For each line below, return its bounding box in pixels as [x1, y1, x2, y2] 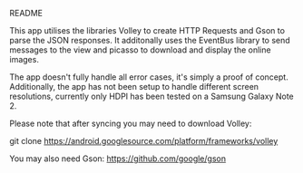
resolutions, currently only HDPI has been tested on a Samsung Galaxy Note [9, 91, 295, 101]
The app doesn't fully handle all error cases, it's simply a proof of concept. [9, 72, 288, 82]
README [9, 8, 44, 18]
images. [9, 54, 39, 64]
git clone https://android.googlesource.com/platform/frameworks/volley [9, 136, 279, 146]
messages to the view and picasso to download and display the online [9, 44, 271, 55]
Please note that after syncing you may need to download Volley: [9, 118, 252, 129]
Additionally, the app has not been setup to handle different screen [9, 82, 259, 91]
